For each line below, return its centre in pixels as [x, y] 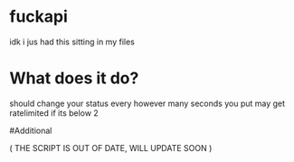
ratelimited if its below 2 [54, 113]
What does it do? [74, 78]
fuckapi [38, 17]
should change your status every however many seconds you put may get [147, 103]
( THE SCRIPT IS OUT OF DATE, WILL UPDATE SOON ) [111, 148]
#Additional [31, 130]
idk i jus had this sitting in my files [72, 42]
